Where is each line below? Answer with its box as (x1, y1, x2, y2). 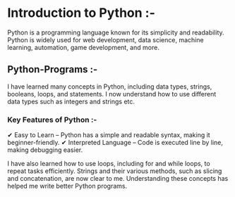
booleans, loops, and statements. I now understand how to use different (7, 89, 217, 98)
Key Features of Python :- (7, 115, 97, 125)
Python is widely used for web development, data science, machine (7, 35, 204, 44)
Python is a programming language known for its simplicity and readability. (7, 28, 224, 37)
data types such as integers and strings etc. (7, 97, 135, 106)
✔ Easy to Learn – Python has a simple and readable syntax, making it (7, 131, 210, 139)
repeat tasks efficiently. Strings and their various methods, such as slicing (7, 167, 222, 175)
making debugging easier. (7, 146, 83, 154)
